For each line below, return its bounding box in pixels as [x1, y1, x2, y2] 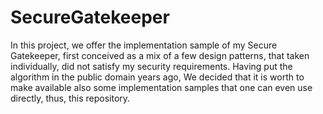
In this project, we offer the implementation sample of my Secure [10, 39, 278, 51]
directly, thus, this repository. [10, 92, 131, 104]
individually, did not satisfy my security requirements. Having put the [10, 60, 293, 72]
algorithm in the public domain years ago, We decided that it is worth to [10, 71, 305, 83]
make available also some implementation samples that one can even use [10, 81, 313, 93]
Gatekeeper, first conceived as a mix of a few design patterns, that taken [10, 49, 310, 61]
